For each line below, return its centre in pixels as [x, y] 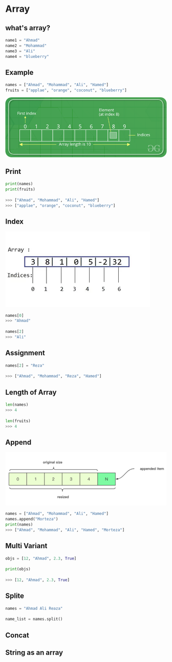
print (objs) [18, 569]
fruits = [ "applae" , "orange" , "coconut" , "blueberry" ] [66, 90]
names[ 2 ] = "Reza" [25, 365]
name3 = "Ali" [20, 51]
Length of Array [31, 392]
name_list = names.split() [34, 619]
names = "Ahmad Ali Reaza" [34, 608]
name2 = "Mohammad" [26, 46]
